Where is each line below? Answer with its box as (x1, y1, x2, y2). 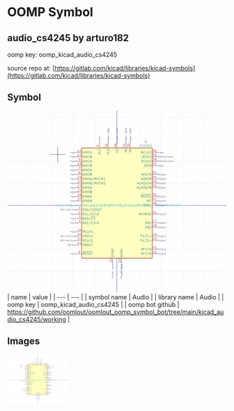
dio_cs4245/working (7, 315, 66, 323)
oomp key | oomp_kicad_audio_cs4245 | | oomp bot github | (7, 300, 180, 308)
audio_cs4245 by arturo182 (7, 32, 130, 44)
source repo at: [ (7, 64, 55, 72)
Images (7, 336, 40, 347)
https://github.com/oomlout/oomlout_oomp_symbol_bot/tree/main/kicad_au (7, 308, 224, 316)
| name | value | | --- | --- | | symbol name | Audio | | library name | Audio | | (7, 292, 224, 301)
